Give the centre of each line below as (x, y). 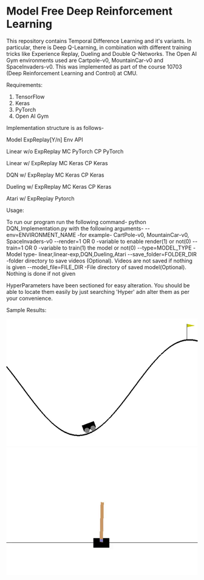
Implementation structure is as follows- (55, 128)
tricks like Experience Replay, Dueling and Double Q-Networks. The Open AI (102, 53)
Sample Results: (26, 310)
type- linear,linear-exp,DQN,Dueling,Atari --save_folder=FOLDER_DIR (110, 254)
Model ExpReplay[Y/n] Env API (45, 139)
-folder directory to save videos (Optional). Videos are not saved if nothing (100, 261)
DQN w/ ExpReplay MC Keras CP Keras (55, 175)
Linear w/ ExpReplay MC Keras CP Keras (57, 163)
